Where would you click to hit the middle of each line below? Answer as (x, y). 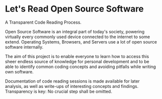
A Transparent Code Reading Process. (43, 22)
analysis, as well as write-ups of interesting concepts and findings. (72, 86)
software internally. (24, 47)
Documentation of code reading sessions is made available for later (72, 81)
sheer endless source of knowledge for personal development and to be (77, 61)
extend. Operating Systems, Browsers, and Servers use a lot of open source (81, 42)
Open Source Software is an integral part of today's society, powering (75, 31)
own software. (19, 71)
